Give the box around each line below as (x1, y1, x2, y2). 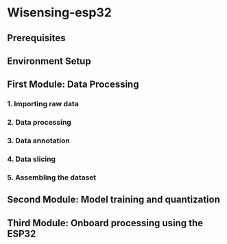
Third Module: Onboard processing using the (7, 217, 204, 229)
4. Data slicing (7, 154, 56, 164)
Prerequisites (7, 32, 66, 44)
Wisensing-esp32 (7, 5, 112, 21)
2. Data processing (7, 118, 72, 127)
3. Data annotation (7, 136, 70, 145)
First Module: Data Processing (7, 79, 139, 90)
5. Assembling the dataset (7, 173, 97, 182)
